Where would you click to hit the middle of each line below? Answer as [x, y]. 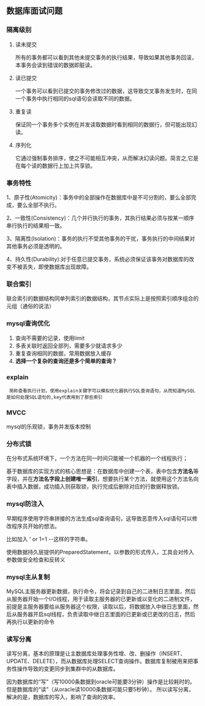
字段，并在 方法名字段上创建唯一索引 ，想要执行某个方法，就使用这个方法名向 [103, 479]
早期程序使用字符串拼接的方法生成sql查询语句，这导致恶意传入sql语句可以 [99, 518]
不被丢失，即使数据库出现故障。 [52, 267]
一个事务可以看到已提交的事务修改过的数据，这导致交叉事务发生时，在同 [106, 91]
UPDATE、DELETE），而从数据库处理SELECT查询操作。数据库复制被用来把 [100, 661]
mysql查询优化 [28, 323]
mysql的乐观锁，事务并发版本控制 [49, 427]
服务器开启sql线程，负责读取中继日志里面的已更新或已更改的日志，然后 [106, 614]
